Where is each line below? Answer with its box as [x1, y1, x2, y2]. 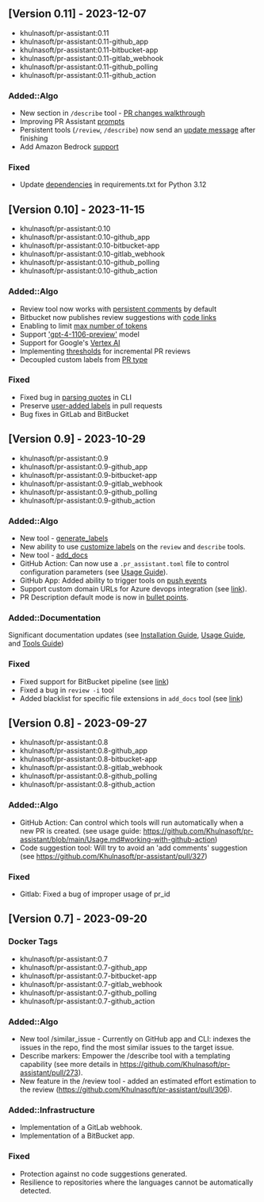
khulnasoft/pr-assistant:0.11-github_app [19, 37, 149, 46]
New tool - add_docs [19, 550, 89, 560]
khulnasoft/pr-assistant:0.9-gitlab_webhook [19, 479, 163, 488]
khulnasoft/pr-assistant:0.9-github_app [19, 461, 148, 472]
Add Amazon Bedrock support [19, 142, 119, 152]
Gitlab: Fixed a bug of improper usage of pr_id [19, 889, 170, 899]
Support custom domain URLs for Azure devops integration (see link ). [19, 584, 247, 593]
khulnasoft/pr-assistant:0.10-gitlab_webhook [19, 249, 165, 259]
